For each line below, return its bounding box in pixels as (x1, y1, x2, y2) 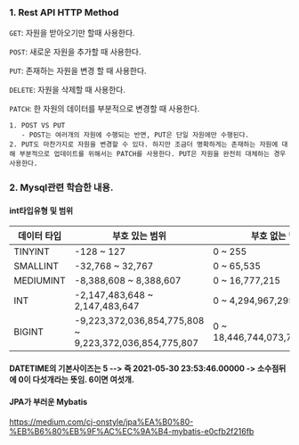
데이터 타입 (17, 230, 62, 243)
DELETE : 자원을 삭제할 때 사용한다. (9, 85, 126, 95)
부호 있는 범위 (112, 230, 167, 243)
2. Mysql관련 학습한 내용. (9, 181, 114, 194)
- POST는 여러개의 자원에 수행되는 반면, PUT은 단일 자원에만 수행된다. (20, 131, 249, 140)
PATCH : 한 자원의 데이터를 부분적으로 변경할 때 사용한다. (9, 103, 200, 114)
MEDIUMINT (13, 275, 66, 287)
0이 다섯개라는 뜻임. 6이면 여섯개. (18, 375, 135, 385)
